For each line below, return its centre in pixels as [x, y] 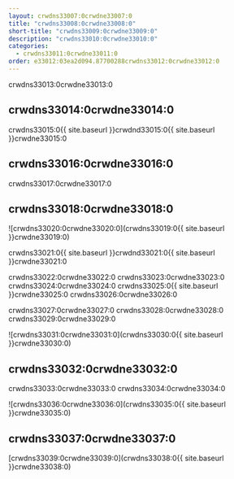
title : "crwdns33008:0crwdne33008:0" [72, 24]
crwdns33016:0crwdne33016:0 [91, 164]
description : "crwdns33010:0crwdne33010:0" [83, 39]
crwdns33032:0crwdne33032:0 [93, 369]
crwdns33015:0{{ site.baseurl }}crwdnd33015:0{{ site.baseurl [112, 129]
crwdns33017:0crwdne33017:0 [60, 183]
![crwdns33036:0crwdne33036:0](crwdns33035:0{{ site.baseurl [117, 404]
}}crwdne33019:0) [39, 237]
